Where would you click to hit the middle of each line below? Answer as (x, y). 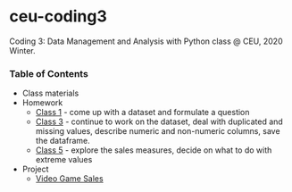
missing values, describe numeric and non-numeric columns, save (158, 131)
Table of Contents (49, 73)
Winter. (22, 50)
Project (35, 169)
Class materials (50, 93)
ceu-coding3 (58, 17)
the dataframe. (63, 141)
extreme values (64, 160)
